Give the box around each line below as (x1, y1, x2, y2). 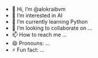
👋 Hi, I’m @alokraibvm (11, 6, 66, 12)
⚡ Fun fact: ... (11, 46, 45, 53)
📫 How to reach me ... (11, 31, 67, 38)
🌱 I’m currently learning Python (11, 18, 88, 25)
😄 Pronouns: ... (11, 40, 50, 47)
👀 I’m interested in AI (11, 12, 63, 19)
